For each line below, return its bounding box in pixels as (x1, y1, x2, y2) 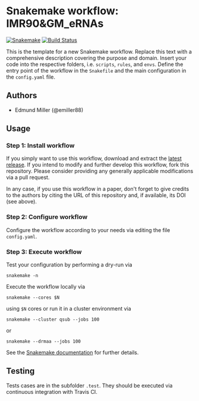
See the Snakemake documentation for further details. (6, 349, 139, 356)
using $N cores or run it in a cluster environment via (6, 305, 132, 312)
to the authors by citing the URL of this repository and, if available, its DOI (6, 192, 186, 199)
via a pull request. (6, 174, 50, 181)
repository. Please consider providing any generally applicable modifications (6, 168, 194, 175)
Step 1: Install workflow (6, 142, 75, 150)
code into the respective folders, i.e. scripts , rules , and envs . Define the (6, 61, 184, 68)
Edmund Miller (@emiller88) (14, 106, 84, 114)
